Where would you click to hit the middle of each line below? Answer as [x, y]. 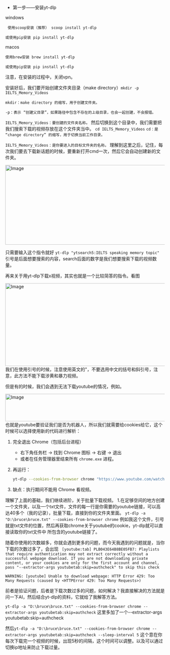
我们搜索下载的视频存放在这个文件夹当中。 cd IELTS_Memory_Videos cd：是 [82, 129]
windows [15, 17]
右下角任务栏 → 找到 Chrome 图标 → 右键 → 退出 [71, 452]
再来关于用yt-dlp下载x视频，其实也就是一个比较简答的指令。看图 [73, 276]
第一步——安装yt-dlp [34, 7]
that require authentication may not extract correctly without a [77, 554]
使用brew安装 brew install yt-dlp [40, 57]
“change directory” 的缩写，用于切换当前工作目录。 [55, 135]
